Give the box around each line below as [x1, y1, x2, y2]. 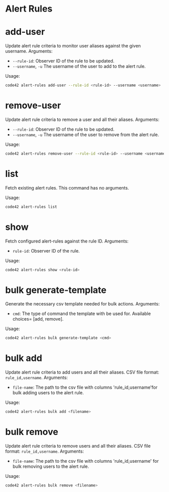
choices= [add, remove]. [12, 316, 64, 322]
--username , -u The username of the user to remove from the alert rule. [12, 132, 159, 138]
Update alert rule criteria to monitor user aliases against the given [5, 43, 141, 49]
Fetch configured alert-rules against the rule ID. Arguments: [5, 238, 129, 244]
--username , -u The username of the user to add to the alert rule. [12, 64, 146, 70]
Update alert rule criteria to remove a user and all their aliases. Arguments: [5, 116, 159, 122]
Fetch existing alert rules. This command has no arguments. [5, 184, 129, 191]
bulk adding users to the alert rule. [12, 390, 84, 396]
